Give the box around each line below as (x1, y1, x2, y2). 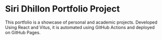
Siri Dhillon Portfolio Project (5, 3, 120, 14)
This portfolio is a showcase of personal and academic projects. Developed (5, 19, 158, 25)
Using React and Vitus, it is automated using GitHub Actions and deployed (5, 24, 155, 30)
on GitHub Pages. (5, 29, 41, 35)
